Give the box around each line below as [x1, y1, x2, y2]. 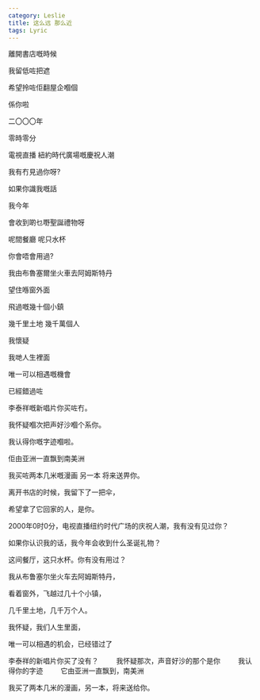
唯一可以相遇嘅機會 [8, 370, 71, 379]
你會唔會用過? [8, 252, 54, 261]
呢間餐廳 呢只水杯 [8, 235, 66, 244]
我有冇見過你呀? [8, 167, 61, 177]
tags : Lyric [8, 26, 48, 34]
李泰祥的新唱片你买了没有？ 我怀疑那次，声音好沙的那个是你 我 [8, 656, 246, 666]
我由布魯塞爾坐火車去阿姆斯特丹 [8, 268, 113, 278]
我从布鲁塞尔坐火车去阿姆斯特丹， [8, 572, 120, 582]
